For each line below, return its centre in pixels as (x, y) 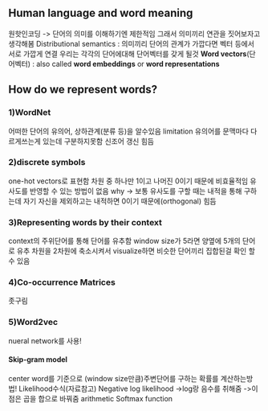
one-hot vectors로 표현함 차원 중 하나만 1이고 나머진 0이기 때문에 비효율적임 (128, 181)
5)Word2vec (33, 323)
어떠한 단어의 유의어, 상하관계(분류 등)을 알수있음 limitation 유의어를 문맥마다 (128, 131)
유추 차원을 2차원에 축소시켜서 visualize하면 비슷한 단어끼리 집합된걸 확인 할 (136, 251)
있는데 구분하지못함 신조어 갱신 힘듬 (99, 141)
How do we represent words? (83, 90)
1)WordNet (30, 113)
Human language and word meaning (101, 13)
